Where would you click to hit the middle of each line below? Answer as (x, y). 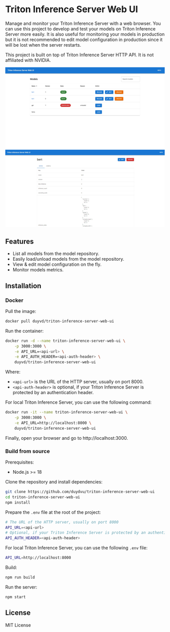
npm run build (20, 577)
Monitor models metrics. (38, 270)
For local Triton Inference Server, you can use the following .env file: (76, 548)
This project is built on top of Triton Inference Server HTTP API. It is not (79, 55)
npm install (18, 502)
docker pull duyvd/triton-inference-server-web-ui (60, 321)
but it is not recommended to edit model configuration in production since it (84, 40)
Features (19, 241)
